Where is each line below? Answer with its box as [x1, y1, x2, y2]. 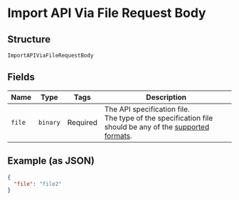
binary [38, 118, 60, 126]
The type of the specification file [104, 113, 213, 123]
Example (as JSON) [7, 155, 95, 167]
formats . [104, 130, 133, 140]
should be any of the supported [104, 122, 210, 132]
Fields [7, 71, 36, 83]
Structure [7, 33, 51, 45]
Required [67, 117, 98, 127]
